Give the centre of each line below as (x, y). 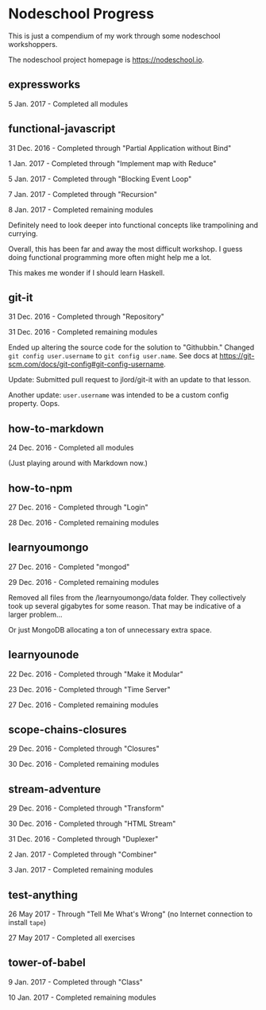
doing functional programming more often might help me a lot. (110, 257)
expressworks (44, 85)
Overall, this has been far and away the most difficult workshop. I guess (125, 249)
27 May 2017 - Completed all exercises (72, 938)
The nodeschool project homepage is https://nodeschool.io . (106, 60)
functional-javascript (62, 129)
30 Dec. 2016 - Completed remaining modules (84, 764)
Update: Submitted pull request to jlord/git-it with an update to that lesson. (130, 380)
